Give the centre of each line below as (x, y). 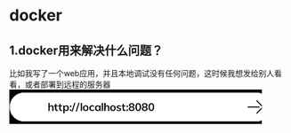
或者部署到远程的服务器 (68, 84)
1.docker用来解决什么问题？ (86, 50)
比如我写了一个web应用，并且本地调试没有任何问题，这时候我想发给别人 (141, 73)
